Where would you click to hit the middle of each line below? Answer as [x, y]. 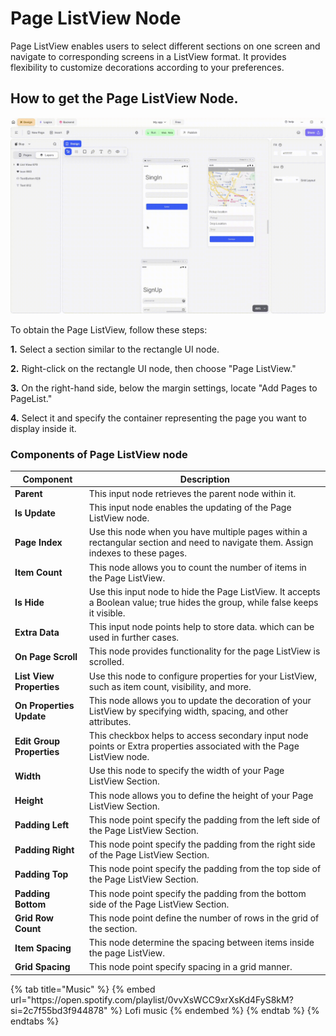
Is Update [35, 513]
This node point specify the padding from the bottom [197, 893]
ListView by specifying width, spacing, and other [188, 711]
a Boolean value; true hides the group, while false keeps [203, 602]
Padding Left [42, 825]
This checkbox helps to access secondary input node [198, 736]
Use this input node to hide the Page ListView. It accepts [204, 591]
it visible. [107, 613]
